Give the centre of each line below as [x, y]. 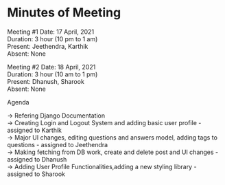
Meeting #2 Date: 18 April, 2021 [51, 67]
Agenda [18, 102]
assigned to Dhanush [37, 159]
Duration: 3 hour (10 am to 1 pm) [52, 74]
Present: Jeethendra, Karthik [48, 46]
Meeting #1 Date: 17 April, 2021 [51, 32]
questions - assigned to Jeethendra [58, 144]
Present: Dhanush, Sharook [46, 81]
